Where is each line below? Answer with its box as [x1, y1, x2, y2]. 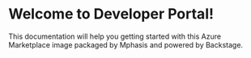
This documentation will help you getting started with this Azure [8, 31, 221, 41]
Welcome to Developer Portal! [8, 5, 215, 23]
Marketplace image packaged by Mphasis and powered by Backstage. [8, 39, 244, 49]
